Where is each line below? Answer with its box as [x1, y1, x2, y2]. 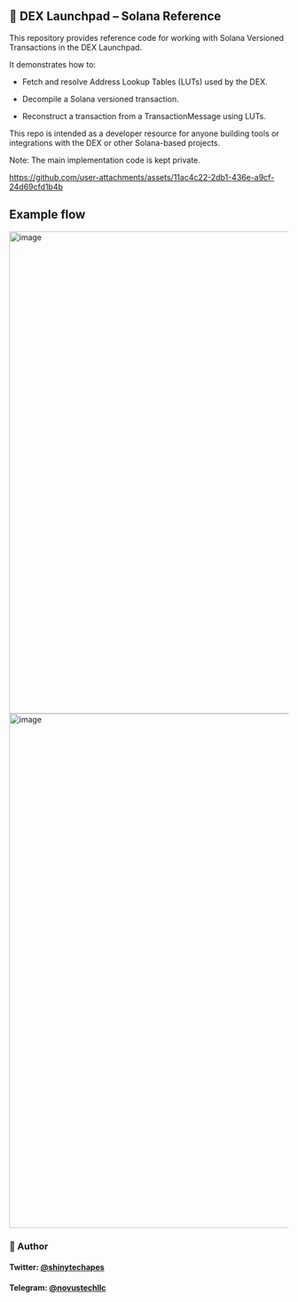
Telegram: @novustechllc [9, 1282, 106, 1293]
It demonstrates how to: [9, 59, 96, 69]
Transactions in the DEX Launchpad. [9, 42, 143, 52]
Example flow [9, 207, 86, 222]
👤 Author [9, 1240, 49, 1252]
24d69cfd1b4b [9, 181, 64, 192]
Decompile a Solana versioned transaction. [21, 93, 179, 104]
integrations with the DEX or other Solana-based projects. [9, 137, 221, 148]
